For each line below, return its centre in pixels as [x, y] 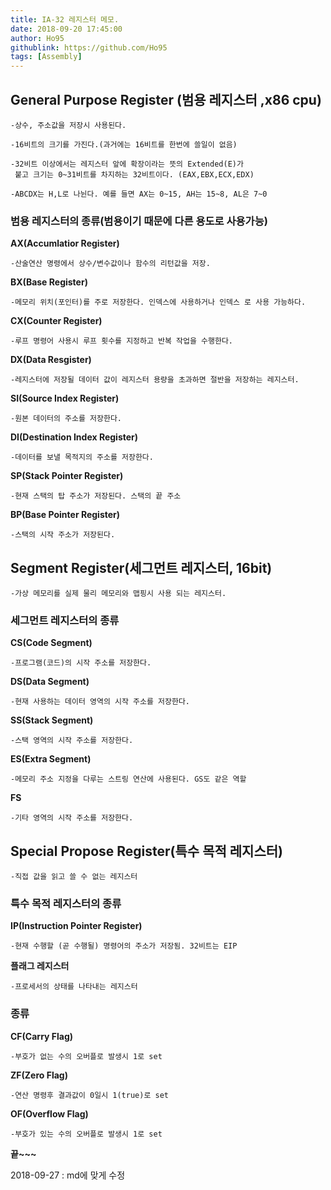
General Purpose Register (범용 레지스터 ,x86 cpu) [166, 99]
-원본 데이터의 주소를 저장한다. [66, 419]
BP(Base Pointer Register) [65, 515]
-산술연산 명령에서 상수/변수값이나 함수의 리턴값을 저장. [110, 264]
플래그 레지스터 [40, 966]
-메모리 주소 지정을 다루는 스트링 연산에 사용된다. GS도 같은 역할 [128, 779]
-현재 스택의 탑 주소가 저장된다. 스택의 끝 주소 [96, 496]
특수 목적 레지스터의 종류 [66, 904]
